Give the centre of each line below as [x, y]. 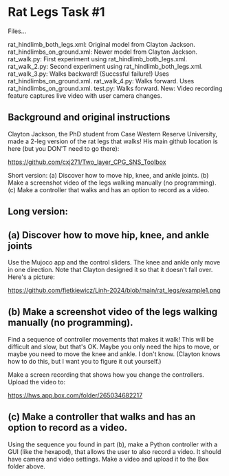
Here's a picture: [31, 277]
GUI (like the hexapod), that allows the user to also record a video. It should [115, 451]
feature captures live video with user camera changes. [85, 95]
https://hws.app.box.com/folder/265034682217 [75, 395]
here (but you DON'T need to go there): [64, 148]
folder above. [26, 466]
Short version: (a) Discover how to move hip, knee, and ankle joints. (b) [108, 175]
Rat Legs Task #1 [56, 12]
